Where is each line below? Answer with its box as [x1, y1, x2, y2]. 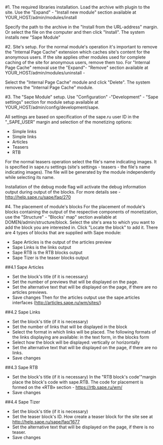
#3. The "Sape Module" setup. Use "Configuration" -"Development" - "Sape [5, 94, 159, 100]
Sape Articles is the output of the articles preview [12, 239, 112, 245]
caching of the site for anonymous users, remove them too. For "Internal [5, 60, 150, 65]
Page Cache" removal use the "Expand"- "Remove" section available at [5, 65, 148, 70]
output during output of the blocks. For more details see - [5, 189, 121, 195]
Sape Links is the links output [12, 245, 72, 250]
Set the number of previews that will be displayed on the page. [12, 279, 138, 285]
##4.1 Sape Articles [5, 264, 44, 270]
